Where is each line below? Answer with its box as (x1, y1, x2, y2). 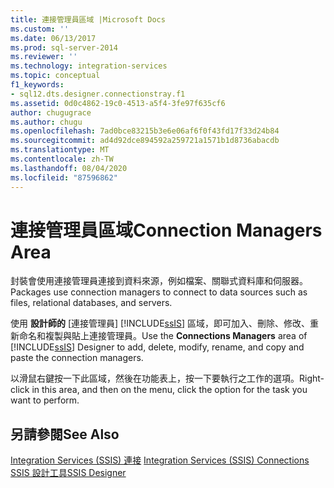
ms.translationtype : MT (10, 145, 110, 155)
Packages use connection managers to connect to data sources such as (10, 286, 308, 298)
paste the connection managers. (10, 352, 144, 364)
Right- (299, 372, 325, 385)
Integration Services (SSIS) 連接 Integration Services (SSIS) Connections (10, 454, 310, 466)
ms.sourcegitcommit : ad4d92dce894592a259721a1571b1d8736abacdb (10, 136, 280, 146)
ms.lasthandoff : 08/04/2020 (10, 163, 128, 173)
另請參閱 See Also (10, 426, 120, 443)
